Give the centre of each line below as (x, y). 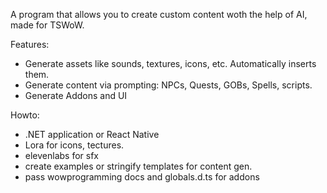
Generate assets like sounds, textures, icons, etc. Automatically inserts (170, 63)
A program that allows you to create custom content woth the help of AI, (159, 14)
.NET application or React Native (92, 134)
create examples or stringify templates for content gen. (138, 166)
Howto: (25, 115)
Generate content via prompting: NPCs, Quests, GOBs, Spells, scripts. (168, 85)
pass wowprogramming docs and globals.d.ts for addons (142, 177)
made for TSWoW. (47, 25)
